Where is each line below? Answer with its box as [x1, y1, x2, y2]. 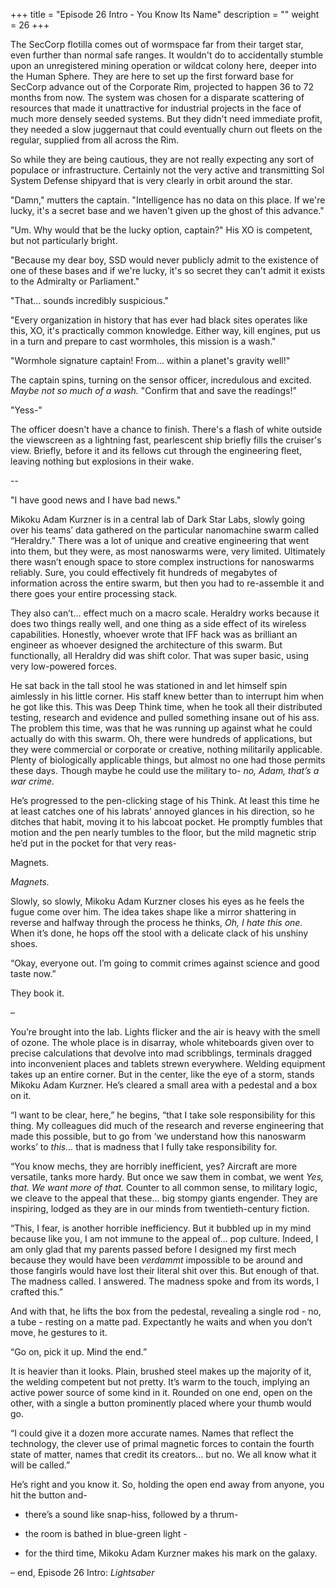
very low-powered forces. [10, 660, 118, 672]
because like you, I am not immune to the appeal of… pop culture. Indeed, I [10, 1233, 319, 1244]
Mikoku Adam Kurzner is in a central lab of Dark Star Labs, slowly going [10, 514, 306, 525]
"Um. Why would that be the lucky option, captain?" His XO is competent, [10, 224, 313, 236]
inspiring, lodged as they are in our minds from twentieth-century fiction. [10, 1203, 310, 1214]
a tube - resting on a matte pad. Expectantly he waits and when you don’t [10, 1316, 313, 1328]
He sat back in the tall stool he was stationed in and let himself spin [10, 680, 288, 691]
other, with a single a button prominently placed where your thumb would [10, 1397, 312, 1409]
